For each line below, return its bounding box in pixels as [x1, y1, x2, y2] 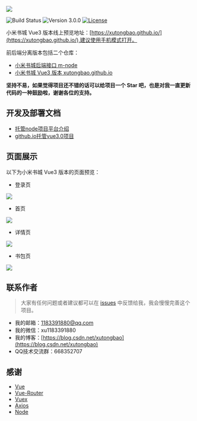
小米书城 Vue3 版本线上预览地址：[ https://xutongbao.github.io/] [6, 29, 162, 36]
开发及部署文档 [6, 108, 61, 118]
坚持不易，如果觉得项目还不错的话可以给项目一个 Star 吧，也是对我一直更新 [6, 82, 191, 88]
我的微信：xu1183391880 [14, 327, 76, 334]
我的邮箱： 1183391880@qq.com [14, 319, 94, 327]
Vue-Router [14, 390, 43, 397]
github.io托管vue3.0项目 [14, 132, 74, 140]
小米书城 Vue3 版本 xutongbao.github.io [14, 69, 113, 76]
